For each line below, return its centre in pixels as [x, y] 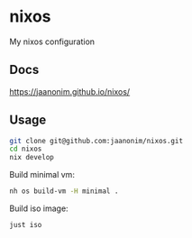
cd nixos [26, 149]
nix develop [32, 158]
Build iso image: [39, 208]
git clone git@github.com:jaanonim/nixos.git [96, 141]
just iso [26, 225]
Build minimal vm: [42, 175]
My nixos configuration [52, 41]
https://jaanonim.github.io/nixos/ [70, 91]
